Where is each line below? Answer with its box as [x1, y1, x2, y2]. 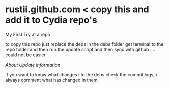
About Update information [5, 62, 60, 68]
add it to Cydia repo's [5, 14, 98, 26]
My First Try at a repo [5, 31, 51, 37]
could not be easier [5, 52, 46, 58]
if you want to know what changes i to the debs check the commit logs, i [5, 71, 157, 77]
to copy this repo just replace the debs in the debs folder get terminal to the [5, 41, 164, 47]
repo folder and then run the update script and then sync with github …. [5, 46, 156, 52]
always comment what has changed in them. [5, 77, 99, 83]
